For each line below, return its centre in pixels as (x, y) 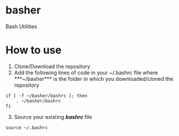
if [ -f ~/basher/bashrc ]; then (47, 96)
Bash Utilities (21, 26)
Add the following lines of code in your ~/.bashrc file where (86, 72)
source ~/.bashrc (27, 127)
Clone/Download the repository (52, 66)
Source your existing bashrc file (53, 117)
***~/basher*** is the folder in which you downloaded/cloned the (94, 79)
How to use (34, 50)
